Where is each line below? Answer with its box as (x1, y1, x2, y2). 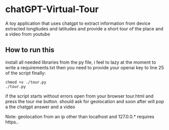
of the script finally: (5, 70, 46, 76)
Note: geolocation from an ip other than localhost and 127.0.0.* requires (5, 113, 155, 119)
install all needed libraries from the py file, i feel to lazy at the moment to (5, 59, 156, 65)
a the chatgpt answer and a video (5, 104, 75, 110)
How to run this (5, 46, 55, 54)
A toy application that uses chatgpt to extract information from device (5, 20, 151, 26)
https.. (5, 119, 19, 125)
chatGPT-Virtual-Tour (5, 4, 99, 15)
